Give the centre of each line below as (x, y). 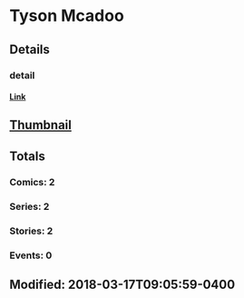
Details (29, 50)
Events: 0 (31, 255)
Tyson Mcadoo (67, 16)
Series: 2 (29, 206)
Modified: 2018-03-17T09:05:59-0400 (122, 284)
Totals (27, 156)
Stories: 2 (31, 231)
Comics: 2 (32, 182)
